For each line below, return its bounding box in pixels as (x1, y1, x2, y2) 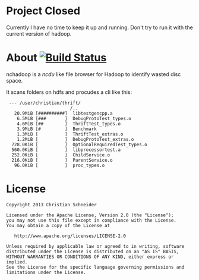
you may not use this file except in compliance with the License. (6, 217, 177, 224)
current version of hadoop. (6, 30, 72, 37)
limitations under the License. (6, 269, 86, 275)
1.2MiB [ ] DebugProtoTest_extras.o (17, 136, 134, 142)
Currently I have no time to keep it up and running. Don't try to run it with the (6, 24, 193, 31)
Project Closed (6, 4, 81, 18)
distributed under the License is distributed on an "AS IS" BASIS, (6, 248, 179, 254)
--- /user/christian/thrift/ (8, 100, 81, 106)
